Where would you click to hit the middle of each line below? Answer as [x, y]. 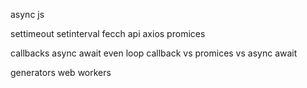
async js [27, 14]
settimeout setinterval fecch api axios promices [108, 33]
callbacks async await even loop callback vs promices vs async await [154, 53]
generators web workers [61, 72]
